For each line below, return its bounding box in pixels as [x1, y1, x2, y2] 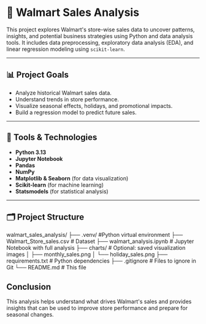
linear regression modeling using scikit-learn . [6, 45, 125, 53]
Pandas [15, 161, 36, 169]
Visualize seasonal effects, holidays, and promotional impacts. [15, 102, 173, 109]
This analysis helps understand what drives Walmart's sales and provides [6, 298, 192, 306]
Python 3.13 [15, 148, 47, 156]
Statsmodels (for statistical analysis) [15, 187, 109, 195]
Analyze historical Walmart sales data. [15, 89, 112, 96]
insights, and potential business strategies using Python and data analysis [6, 32, 193, 39]
